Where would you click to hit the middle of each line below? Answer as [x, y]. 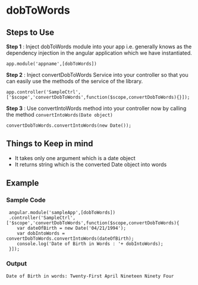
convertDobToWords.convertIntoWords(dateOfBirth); [70, 239]
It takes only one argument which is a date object [75, 158]
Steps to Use [30, 32]
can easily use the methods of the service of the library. [75, 81]
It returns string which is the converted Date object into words [91, 164]
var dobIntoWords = [41, 233]
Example [23, 183]
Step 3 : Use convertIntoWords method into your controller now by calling [96, 108]
